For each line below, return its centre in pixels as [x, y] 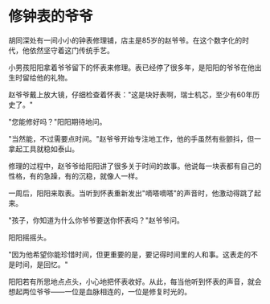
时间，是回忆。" [41, 264]
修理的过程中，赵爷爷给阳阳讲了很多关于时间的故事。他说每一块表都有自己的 [135, 166]
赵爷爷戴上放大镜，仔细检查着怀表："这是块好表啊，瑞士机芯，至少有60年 [131, 94]
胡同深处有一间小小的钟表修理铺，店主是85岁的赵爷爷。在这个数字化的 [125, 40]
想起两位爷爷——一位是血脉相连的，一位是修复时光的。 [100, 291]
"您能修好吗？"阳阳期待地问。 [57, 121]
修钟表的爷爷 [51, 16]
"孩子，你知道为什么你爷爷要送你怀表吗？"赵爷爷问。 [96, 220]
